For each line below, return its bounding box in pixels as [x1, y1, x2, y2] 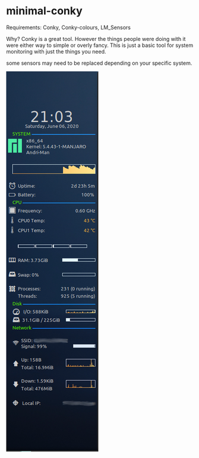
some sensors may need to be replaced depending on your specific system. [6, 59, 192, 67]
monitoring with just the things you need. [6, 48, 106, 55]
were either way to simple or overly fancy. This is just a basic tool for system [6, 42, 194, 49]
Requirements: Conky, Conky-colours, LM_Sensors [6, 24, 131, 31]
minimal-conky [6, 4, 83, 18]
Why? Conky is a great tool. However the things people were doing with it [6, 35, 186, 42]
